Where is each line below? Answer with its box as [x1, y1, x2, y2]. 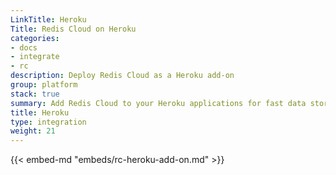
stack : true [10, 89, 60, 99]
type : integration [10, 117, 87, 127]
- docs [10, 42, 38, 53]
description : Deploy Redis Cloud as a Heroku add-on [10, 71, 235, 81]
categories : [10, 33, 60, 43]
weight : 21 [10, 126, 56, 136]
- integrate [10, 52, 60, 62]
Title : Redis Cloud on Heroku [10, 24, 137, 34]
